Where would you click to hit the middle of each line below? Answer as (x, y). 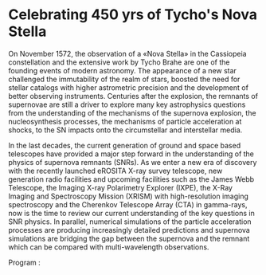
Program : (25, 262)
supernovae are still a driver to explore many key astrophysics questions (127, 104)
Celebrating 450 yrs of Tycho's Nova (133, 15)
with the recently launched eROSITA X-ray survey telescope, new (115, 171)
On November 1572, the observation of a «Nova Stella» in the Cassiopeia (127, 53)
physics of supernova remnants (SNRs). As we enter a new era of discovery (133, 162)
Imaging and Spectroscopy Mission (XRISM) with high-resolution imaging (129, 196)
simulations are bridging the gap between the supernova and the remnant (129, 238)
